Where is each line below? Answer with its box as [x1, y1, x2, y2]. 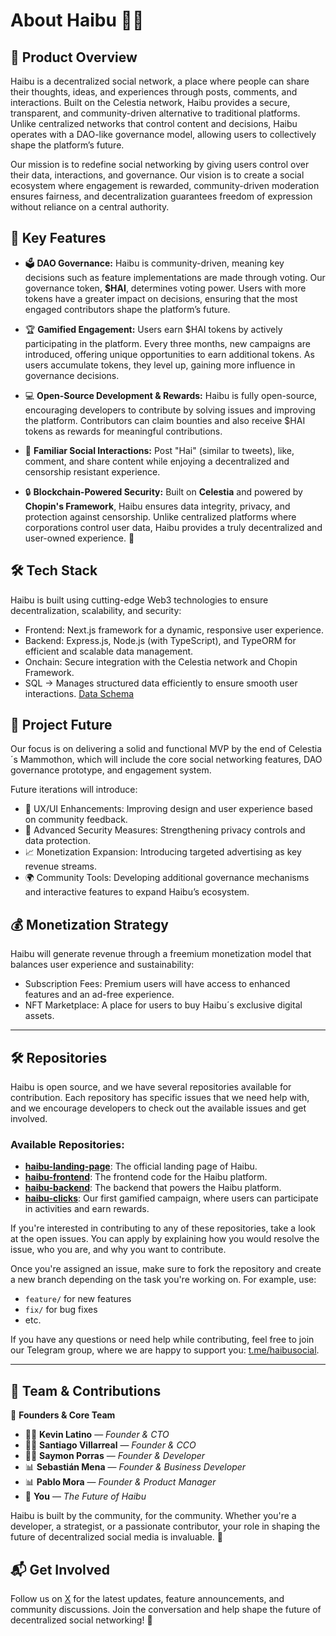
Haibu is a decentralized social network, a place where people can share [10, 75, 310, 87]
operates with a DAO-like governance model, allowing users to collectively [10, 129, 317, 140]
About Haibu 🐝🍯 [10, 9, 145, 32]
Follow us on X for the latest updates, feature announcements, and [10, 1592, 285, 1604]
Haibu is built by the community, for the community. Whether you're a [10, 1510, 297, 1522]
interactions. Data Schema [24, 687, 135, 699]
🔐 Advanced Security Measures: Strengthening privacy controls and [24, 824, 306, 836]
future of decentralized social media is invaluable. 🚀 [10, 1531, 224, 1543]
